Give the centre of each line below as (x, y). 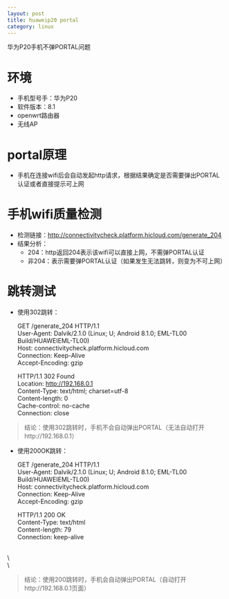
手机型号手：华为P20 (47, 98)
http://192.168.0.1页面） (57, 588)
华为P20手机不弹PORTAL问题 (49, 47)
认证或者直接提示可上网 (51, 184)
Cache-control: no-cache (53, 406)
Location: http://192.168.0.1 (55, 384)
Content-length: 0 (43, 399)
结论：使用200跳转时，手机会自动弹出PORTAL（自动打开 (105, 580)
